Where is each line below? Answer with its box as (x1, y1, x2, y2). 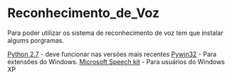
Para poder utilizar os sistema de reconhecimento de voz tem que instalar (7, 28, 223, 37)
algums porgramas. (7, 36, 64, 44)
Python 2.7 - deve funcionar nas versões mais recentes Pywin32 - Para (7, 50, 217, 58)
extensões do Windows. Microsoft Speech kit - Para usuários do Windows (7, 57, 226, 65)
